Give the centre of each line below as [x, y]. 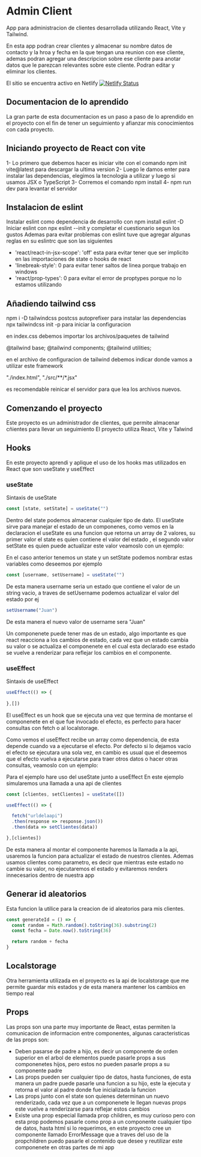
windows [26, 272]
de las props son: [28, 1040]
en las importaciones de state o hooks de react [73, 259]
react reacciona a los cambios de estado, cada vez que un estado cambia [97, 640]
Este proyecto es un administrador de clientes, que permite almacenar [93, 423]
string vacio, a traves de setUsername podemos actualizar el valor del [93, 593]
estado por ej [22, 599]
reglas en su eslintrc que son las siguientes [59, 241]
